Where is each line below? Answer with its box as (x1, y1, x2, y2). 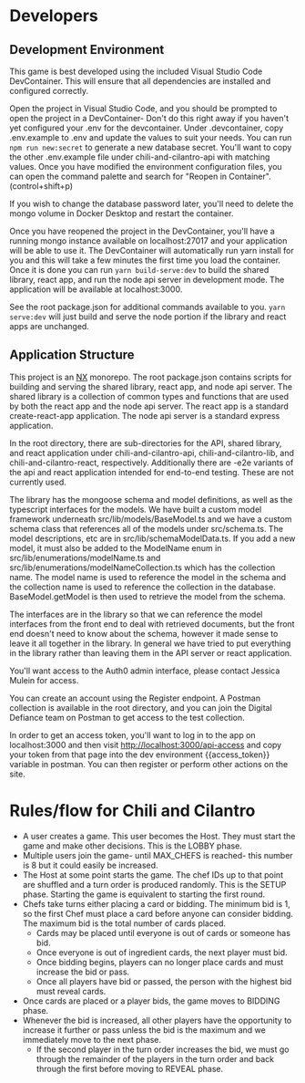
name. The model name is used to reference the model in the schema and (9, 571, 287, 582)
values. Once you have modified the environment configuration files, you (9, 161, 282, 172)
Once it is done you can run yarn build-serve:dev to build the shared (9, 265, 269, 275)
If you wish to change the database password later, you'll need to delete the (9, 198, 294, 209)
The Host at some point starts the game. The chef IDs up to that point (22, 869, 284, 880)
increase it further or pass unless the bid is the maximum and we (22, 1024, 266, 1036)
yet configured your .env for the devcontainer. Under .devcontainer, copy (9, 122, 284, 133)
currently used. (9, 476, 66, 487)
